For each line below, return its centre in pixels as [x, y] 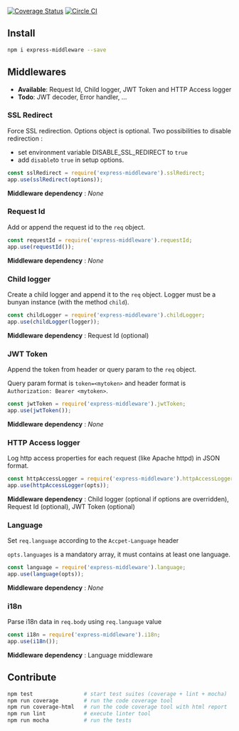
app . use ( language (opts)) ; [46, 574]
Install [21, 33]
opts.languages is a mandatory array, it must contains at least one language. [119, 554]
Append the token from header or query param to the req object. [102, 369]
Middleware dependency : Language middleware [80, 655]
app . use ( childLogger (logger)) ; [54, 322]
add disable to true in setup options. [71, 160]
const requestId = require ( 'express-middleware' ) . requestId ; [100, 240]
